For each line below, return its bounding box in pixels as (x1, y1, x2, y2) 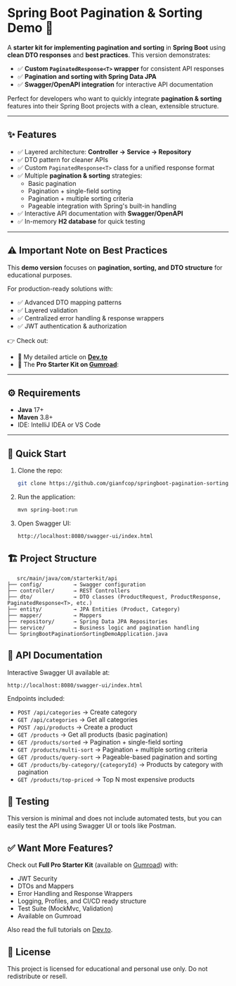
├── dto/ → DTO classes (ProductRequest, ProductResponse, (7, 593, 221, 600)
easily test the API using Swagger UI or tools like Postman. (7, 822, 177, 830)
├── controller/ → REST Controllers (7, 587, 131, 594)
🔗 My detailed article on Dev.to (17, 352, 107, 361)
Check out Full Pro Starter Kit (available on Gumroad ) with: (7, 861, 178, 869)
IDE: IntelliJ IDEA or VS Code (17, 420, 101, 429)
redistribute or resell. (7, 972, 68, 980)
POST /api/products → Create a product (17, 723, 133, 731)
